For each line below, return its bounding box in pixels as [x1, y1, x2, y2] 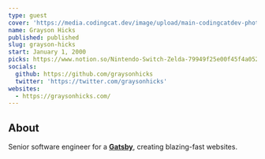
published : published [8, 33, 80, 42]
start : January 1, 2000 [8, 48, 87, 56]
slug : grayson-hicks [8, 41, 77, 49]
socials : [8, 63, 37, 71]
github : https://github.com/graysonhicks [15, 70, 154, 78]
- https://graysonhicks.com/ [15, 92, 111, 100]
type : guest [8, 11, 47, 20]
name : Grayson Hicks [8, 26, 77, 34]
